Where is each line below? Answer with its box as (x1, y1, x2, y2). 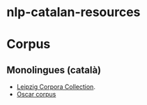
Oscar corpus (16, 90, 56, 99)
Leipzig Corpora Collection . (16, 83, 95, 91)
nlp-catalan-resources (6, 4, 141, 20)
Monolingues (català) (6, 64, 102, 76)
